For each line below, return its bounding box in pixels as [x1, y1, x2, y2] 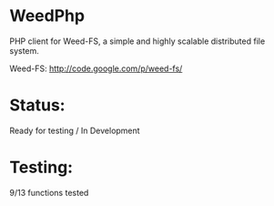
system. [9, 45, 39, 56]
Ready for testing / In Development [9, 125, 140, 136]
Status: [9, 95, 66, 116]
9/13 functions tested [9, 187, 89, 198]
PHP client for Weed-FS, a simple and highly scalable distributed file [9, 36, 266, 46]
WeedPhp [9, 5, 85, 26]
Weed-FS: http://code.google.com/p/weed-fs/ [9, 63, 183, 74]
